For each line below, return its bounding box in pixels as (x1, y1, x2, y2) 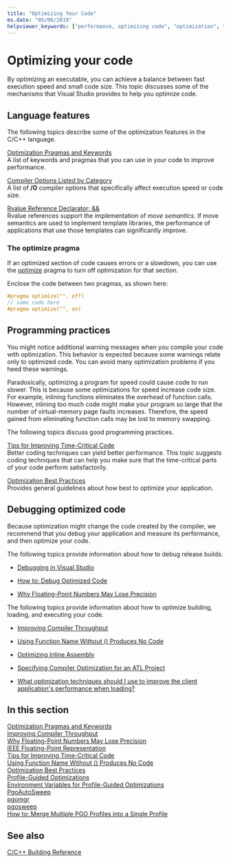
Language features (7, 109, 91, 121)
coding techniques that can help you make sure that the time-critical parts (7, 456, 217, 464)
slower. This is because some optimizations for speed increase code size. (7, 385, 217, 394)
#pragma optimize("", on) (7, 306, 81, 313)
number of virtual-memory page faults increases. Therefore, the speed (7, 407, 208, 416)
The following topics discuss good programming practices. (7, 427, 174, 436)
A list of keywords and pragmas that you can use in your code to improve (7, 156, 214, 164)
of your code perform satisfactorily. (7, 463, 108, 471)
